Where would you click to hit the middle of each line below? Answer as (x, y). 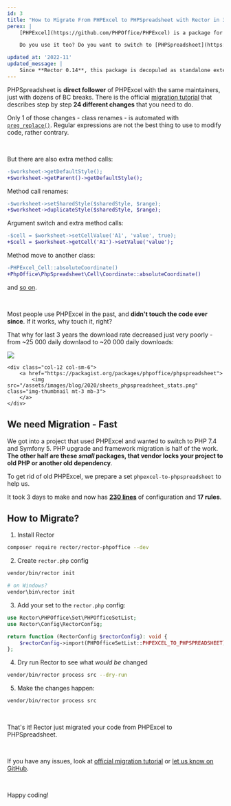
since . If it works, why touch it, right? (59, 321)
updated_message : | (35, 64)
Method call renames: (38, 191)
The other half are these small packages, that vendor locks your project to (115, 456)
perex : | (20, 26)
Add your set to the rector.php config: (71, 605)
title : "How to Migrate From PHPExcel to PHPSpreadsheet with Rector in (113, 20)
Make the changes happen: (56, 689)
